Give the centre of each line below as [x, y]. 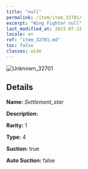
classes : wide [24, 51]
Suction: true [23, 148]
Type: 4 [16, 137]
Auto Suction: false [31, 160]
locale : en [20, 34]
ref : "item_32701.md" [33, 40]
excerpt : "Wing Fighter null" [44, 23]
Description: [22, 113]
